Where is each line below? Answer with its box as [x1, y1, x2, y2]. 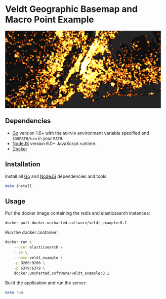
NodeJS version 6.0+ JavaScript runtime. [12, 140, 97, 147]
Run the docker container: [5, 229, 58, 236]
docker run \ [5, 240, 32, 245]
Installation [5, 160, 41, 169]
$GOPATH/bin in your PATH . [12, 135, 64, 141]
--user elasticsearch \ [14, 245, 63, 250]
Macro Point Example [5, 14, 94, 25]
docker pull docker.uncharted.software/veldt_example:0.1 [5, 220, 127, 226]
